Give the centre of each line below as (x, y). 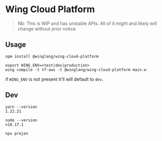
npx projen (17, 133)
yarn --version (21, 107)
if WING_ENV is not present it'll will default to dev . (54, 79)
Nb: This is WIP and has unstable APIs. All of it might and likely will (87, 23)
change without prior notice (47, 28)
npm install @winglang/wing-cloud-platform (52, 56)
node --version (21, 120)
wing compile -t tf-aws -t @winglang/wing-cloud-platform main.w (76, 69)
